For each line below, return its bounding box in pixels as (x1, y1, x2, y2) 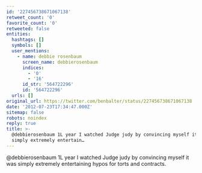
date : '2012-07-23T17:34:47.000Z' (6, 103, 93, 110)
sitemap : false (6, 109, 44, 115)
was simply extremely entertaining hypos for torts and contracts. (6, 160, 167, 167)
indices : (22, 64, 44, 71)
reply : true (6, 121, 36, 127)
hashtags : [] (11, 37, 44, 43)
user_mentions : (11, 48, 50, 54)
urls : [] (11, 93, 34, 99)
